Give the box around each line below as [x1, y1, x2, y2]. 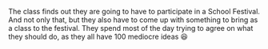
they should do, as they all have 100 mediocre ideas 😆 [8, 32, 188, 41]
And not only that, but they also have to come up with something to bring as [8, 15, 258, 24]
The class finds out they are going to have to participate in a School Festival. [8, 7, 260, 16]
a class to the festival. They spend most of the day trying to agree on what [8, 24, 254, 32]
